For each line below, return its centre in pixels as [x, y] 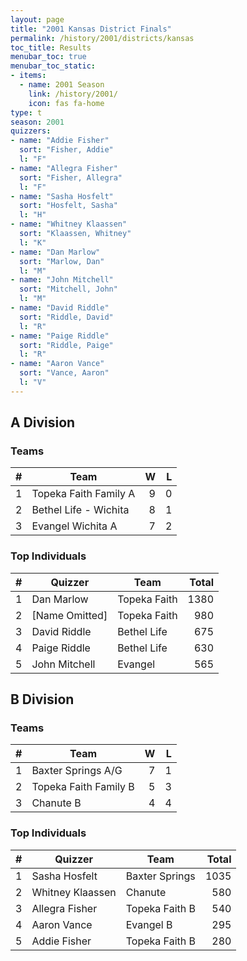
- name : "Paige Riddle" [60, 336]
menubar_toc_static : [53, 66]
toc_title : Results [51, 47]
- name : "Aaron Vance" [57, 364]
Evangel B [149, 924]
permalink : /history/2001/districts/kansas [102, 38]
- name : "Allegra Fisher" [64, 168]
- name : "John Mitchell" [62, 280]
